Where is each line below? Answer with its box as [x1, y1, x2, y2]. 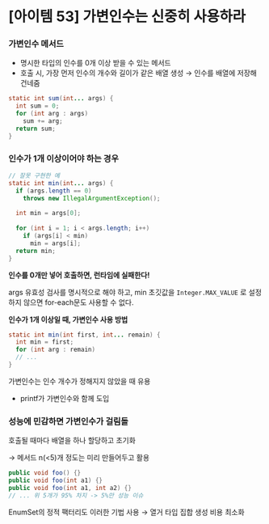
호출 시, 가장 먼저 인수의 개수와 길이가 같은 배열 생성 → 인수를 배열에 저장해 [19, 68, 257, 78]
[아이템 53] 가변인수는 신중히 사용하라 [8, 7, 246, 26]
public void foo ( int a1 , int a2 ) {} [8, 484, 132, 492]
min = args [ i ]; [29, 239, 82, 247]
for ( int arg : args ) [15, 110, 89, 118]
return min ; [15, 247, 57, 255]
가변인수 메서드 [8, 38, 65, 49]
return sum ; [15, 125, 57, 133]
